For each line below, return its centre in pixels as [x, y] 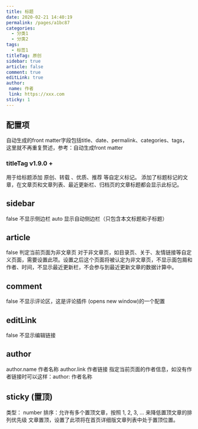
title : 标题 [20, 12]
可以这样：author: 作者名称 [59, 376]
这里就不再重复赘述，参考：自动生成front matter [64, 148]
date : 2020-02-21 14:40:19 [39, 17]
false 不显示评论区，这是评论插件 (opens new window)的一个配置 [86, 301]
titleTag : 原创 [24, 56]
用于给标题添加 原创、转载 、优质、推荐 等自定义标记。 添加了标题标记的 [95, 177]
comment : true [24, 72]
